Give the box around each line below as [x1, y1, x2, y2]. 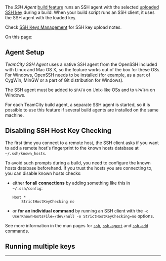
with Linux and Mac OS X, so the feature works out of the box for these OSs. [5, 66, 161, 72]
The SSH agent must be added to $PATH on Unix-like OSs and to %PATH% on [5, 87, 156, 93]
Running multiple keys [5, 242, 76, 251]
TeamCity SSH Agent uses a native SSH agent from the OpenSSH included [5, 61, 157, 67]
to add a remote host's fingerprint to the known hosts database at [5, 145, 139, 151]
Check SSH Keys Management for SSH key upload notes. [5, 24, 122, 30]
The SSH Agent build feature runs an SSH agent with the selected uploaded [5, 4, 159, 10]
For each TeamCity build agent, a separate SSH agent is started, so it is [5, 102, 150, 107]
